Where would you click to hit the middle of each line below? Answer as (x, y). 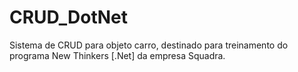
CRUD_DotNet (68, 17)
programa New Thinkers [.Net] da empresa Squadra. (117, 55)
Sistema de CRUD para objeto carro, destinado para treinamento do (149, 45)
